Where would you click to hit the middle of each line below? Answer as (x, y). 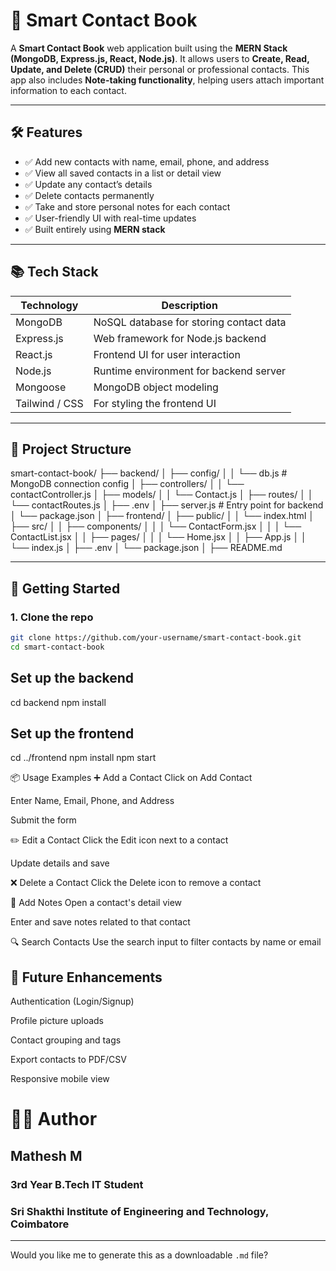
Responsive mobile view (60, 1079)
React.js (34, 354)
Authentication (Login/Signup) (72, 1001)
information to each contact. (68, 90)
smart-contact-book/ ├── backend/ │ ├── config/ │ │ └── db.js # (149, 473)
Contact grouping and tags (66, 1040)
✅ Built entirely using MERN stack (95, 229)
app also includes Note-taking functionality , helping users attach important (167, 80)
